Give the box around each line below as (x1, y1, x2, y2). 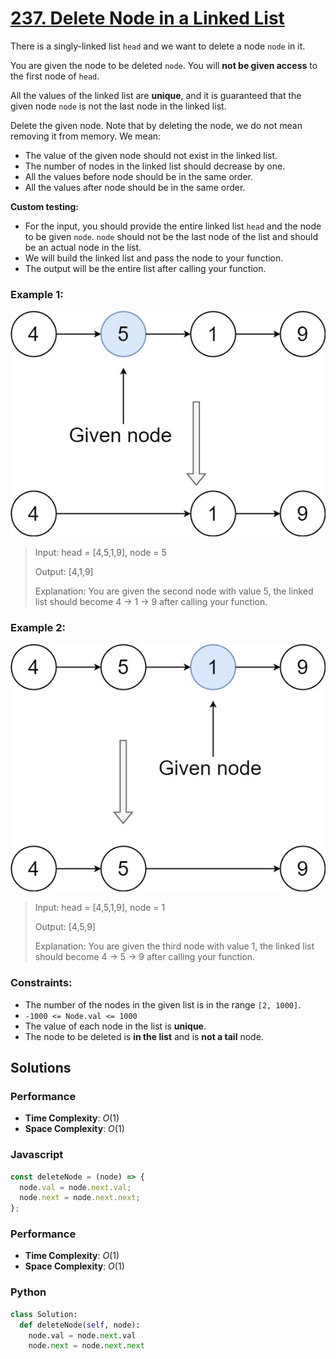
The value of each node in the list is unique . (24, 1020, 207, 1032)
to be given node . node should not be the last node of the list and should (24, 230, 319, 242)
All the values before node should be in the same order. (24, 170, 254, 182)
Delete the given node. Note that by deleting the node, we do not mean (10, 119, 303, 131)
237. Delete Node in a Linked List (10, 7, 285, 30)
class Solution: (10, 1309, 78, 1319)
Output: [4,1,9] (34, 565, 94, 577)
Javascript (10, 1148, 64, 1162)
